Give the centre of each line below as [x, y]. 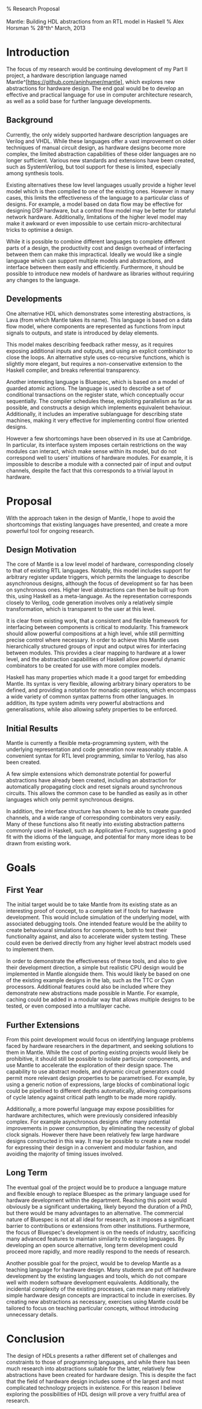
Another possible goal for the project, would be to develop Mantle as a [94, 1263]
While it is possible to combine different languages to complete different [96, 241]
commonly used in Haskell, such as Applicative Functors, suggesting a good [101, 831]
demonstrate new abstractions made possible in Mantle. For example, [93, 993]
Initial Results [32, 728]
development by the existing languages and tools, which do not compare [96, 1276]
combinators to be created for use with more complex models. [84, 666]
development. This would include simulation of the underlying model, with [98, 918]
